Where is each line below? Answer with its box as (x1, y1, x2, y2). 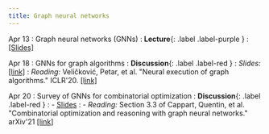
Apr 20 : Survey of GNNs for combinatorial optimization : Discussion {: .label (8, 90, 261, 101)
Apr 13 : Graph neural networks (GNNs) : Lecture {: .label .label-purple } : (8, 34, 250, 44)
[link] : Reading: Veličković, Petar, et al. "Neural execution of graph (8, 66, 230, 77)
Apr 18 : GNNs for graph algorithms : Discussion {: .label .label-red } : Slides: (8, 58, 261, 68)
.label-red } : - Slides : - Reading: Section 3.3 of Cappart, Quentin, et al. (8, 99, 245, 109)
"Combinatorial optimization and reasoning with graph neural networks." (8, 108, 248, 118)
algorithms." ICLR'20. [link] (8, 75, 97, 85)
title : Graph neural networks (8, 11, 110, 20)
